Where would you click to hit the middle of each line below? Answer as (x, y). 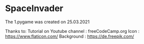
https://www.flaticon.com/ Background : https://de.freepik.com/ (70, 36)
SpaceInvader (34, 8)
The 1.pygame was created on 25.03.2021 (47, 22)
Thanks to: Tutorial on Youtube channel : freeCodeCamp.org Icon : (72, 31)
